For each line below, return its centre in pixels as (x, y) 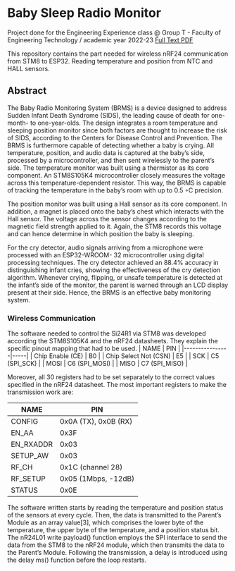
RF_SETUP (28, 479)
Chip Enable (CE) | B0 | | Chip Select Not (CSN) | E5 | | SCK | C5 (127, 356)
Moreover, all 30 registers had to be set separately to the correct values (111, 377)
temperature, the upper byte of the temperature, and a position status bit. (114, 530)
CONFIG (25, 422)
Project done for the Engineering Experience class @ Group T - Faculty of (114, 32)
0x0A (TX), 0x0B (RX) (96, 422)
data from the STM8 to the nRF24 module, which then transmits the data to (116, 545)
